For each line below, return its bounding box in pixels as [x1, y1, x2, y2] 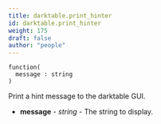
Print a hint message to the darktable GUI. [8, 91, 146, 101]
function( [8, 63, 41, 72]
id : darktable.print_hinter [8, 19, 102, 27]
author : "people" [8, 42, 66, 50]
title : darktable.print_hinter [8, 11, 112, 20]
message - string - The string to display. [19, 107, 154, 117]
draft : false [8, 34, 52, 42]
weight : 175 [8, 26, 48, 34]
